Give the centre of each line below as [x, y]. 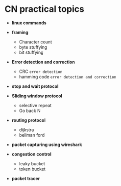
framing [20, 32]
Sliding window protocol [37, 96]
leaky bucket [32, 163]
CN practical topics [44, 9]
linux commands [29, 23]
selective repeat [35, 105]
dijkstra [26, 130]
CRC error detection [41, 71]
